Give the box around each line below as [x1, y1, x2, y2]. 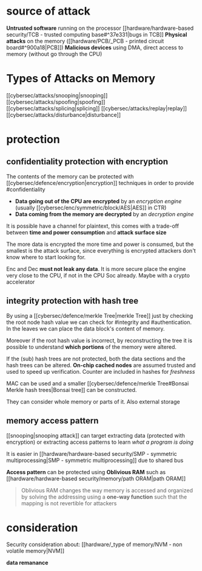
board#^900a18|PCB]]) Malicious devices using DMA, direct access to [6, 44, 184, 51]
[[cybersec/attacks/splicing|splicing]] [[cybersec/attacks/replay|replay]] [6, 105, 187, 112]
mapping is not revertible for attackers [21, 499, 117, 506]
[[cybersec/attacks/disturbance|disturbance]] [6, 111, 121, 118]
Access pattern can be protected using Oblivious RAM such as [6, 468, 166, 475]
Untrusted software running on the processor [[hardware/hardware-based [6, 24, 194, 32]
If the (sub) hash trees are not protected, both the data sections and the [6, 355, 186, 362]
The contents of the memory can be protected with [6, 172, 134, 180]
